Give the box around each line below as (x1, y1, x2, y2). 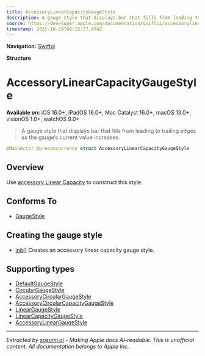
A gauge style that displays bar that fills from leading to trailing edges (21, 127, 196, 135)
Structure (6, 54, 32, 62)
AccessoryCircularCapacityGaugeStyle (15, 299, 114, 307)
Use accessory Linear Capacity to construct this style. (6, 178, 143, 186)
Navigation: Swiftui (6, 43, 56, 50)
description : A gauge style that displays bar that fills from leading (6, 15, 192, 21)
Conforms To (6, 196, 57, 207)
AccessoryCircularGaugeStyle (15, 293, 92, 301)
